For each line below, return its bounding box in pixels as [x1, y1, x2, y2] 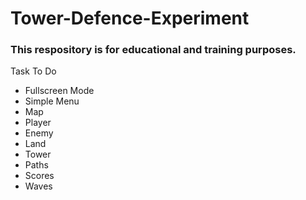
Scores [24, 170, 55, 182]
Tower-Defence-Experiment [10, 7, 250, 30]
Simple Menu [24, 95, 80, 107]
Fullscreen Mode [24, 85, 95, 97]
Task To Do [10, 65, 57, 77]
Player [24, 117, 52, 129]
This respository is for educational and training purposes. [10, 43, 297, 57]
